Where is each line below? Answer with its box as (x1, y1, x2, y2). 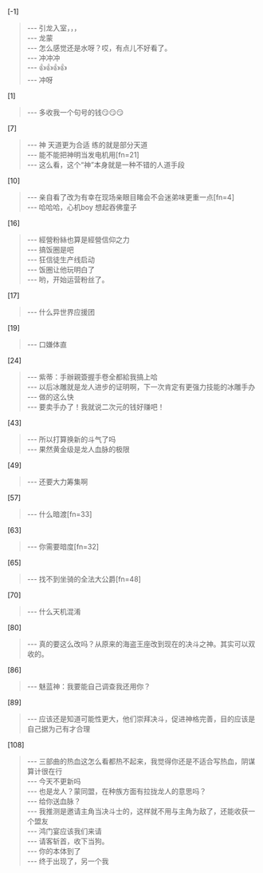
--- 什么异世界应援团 (26, 308, 96, 316)
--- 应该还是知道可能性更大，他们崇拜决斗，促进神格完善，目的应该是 (26, 714, 256, 724)
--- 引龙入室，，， (26, 23, 81, 33)
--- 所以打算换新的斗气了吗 (26, 435, 116, 444)
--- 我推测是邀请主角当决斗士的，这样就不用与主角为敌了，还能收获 (26, 807, 249, 815)
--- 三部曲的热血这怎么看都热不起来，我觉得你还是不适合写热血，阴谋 (26, 756, 256, 766)
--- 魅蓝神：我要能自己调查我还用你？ (26, 682, 151, 691)
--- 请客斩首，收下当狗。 (26, 836, 109, 846)
